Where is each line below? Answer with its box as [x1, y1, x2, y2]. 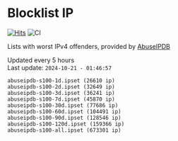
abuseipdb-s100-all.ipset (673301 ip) [7, 126, 121, 134]
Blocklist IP [7, 5, 74, 21]
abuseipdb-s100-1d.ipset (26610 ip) [7, 77, 115, 84]
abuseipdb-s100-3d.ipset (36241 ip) [7, 89, 115, 96]
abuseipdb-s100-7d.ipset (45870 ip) [7, 96, 115, 103]
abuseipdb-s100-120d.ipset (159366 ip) [7, 120, 125, 128]
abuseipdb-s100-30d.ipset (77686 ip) [7, 101, 119, 109]
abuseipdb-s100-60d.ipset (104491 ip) [7, 108, 121, 115]
